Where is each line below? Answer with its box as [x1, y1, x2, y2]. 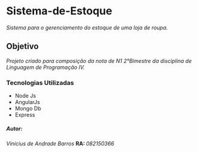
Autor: [6, 124, 23, 132]
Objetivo [6, 41, 39, 51]
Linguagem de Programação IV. [6, 63, 85, 71]
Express [14, 111, 35, 118]
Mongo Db [14, 105, 41, 112]
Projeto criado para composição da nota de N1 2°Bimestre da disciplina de [6, 57, 192, 64]
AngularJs [14, 99, 40, 106]
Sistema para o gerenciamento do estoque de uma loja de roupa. [6, 24, 168, 31]
